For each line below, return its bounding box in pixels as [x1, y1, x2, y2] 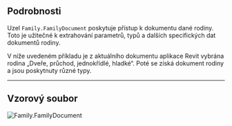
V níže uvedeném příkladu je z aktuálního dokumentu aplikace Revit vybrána [7, 52, 224, 60]
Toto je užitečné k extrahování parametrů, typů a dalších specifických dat [7, 31, 216, 39]
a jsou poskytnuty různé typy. [7, 66, 92, 74]
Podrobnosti [7, 6, 61, 17]
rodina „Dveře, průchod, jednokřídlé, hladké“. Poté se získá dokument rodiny [7, 59, 224, 67]
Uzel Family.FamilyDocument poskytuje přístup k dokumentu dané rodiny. [7, 23, 214, 32]
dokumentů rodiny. [7, 38, 61, 47]
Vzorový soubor [7, 93, 78, 105]
